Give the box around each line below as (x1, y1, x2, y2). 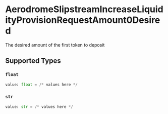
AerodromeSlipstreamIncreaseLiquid (5, 4, 163, 15)
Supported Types (5, 57, 62, 65)
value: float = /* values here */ (5, 82, 78, 87)
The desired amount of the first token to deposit (5, 42, 105, 48)
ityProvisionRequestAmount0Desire (5, 14, 160, 26)
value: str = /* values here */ (5, 104, 73, 109)
